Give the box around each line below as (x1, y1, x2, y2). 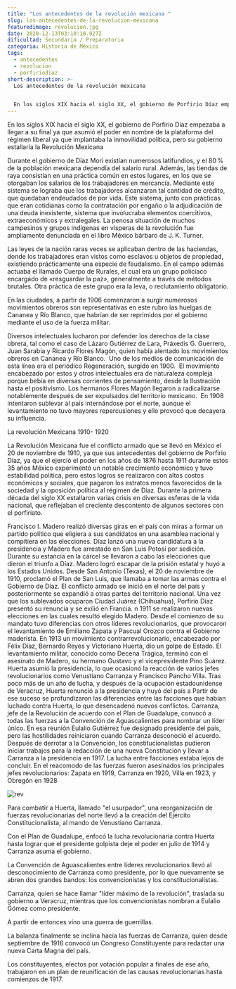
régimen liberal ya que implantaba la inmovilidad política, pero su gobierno (7, 135, 223, 144)
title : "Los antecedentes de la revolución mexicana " (7, 10, 171, 18)
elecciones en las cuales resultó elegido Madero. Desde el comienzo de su (7, 612, 224, 620)
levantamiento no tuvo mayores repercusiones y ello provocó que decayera (7, 407, 226, 415)
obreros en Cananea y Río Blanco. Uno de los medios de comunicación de (7, 355, 224, 363)
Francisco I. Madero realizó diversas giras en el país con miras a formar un (7, 522, 223, 531)
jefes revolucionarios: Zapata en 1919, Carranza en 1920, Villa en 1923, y (7, 769, 216, 777)
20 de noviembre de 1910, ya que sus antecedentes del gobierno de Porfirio (7, 449, 227, 457)
